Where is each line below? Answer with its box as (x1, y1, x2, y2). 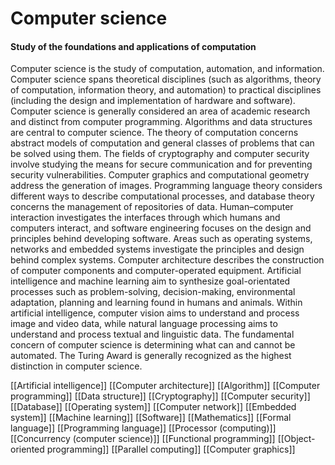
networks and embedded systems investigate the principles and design (10, 243, 305, 256)
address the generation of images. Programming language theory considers (10, 180, 323, 192)
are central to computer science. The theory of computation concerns (10, 127, 299, 139)
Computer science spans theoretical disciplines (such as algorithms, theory (10, 73, 322, 86)
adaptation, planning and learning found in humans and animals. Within (10, 297, 303, 309)
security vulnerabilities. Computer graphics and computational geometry (10, 169, 310, 181)
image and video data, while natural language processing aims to (10, 318, 278, 330)
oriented (10, 443, 45, 456)
